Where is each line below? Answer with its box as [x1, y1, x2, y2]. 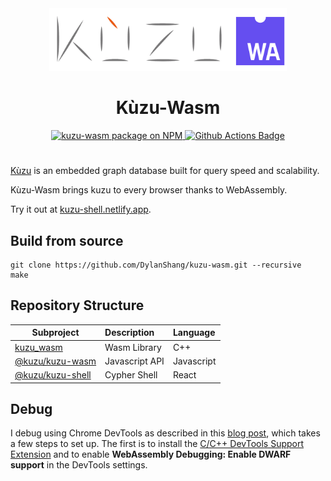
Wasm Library [104, 341, 162, 353]
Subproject [31, 327, 80, 339]
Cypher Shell [104, 369, 158, 381]
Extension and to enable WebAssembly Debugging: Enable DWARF [10, 448, 292, 461]
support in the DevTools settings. [10, 459, 148, 471]
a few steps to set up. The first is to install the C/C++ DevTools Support [10, 438, 305, 450]
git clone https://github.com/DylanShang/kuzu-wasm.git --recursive [10, 260, 302, 270]
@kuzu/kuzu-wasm [14, 355, 97, 367]
